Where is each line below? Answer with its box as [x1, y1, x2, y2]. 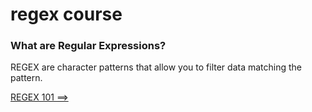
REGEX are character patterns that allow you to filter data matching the [10, 61, 303, 73]
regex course [10, 3, 123, 26]
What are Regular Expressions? [10, 39, 167, 53]
